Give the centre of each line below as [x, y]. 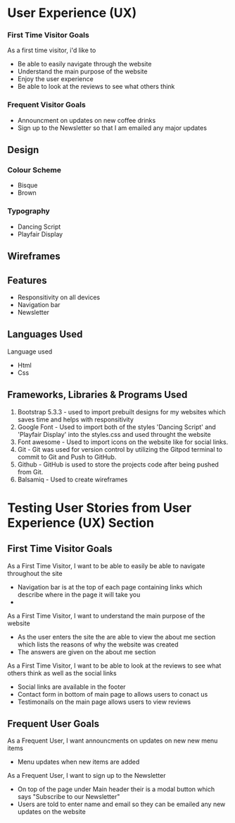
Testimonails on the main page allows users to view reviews [104, 702]
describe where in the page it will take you [79, 594]
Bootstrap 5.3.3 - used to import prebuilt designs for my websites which [122, 411]
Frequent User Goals [53, 724]
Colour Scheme [34, 170]
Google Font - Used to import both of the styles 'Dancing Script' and [116, 427]
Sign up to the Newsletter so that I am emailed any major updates [112, 128]
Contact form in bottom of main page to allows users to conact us [113, 694]
